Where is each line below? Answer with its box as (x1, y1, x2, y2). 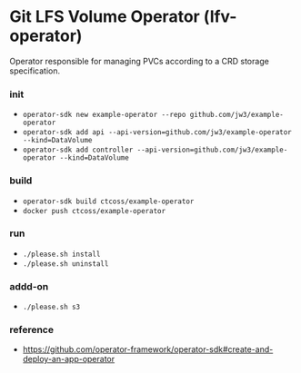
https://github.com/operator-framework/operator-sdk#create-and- (22, 344, 274, 355)
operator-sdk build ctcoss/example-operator (22, 197, 195, 206)
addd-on (9, 280, 49, 292)
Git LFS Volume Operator (9, 6, 200, 27)
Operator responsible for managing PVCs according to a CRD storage (9, 55, 270, 66)
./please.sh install (22, 250, 101, 259)
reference (9, 324, 55, 337)
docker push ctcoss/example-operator (22, 206, 166, 215)
